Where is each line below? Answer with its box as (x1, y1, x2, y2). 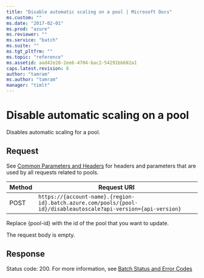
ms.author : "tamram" (6, 76, 59, 83)
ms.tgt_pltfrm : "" (6, 49, 53, 55)
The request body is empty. (6, 231, 75, 239)
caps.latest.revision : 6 (6, 65, 69, 72)
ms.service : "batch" (6, 37, 59, 43)
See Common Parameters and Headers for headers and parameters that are (6, 162, 196, 169)
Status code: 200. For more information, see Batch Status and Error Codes (6, 265, 192, 272)
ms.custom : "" (6, 15, 42, 21)
